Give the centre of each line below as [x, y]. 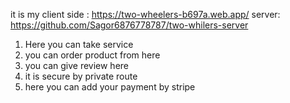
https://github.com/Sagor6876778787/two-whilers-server [129, 25]
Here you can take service [79, 44]
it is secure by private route [81, 76]
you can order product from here [92, 55]
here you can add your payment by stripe [110, 87]
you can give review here [77, 65]
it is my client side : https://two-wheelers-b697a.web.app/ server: [145, 14]
